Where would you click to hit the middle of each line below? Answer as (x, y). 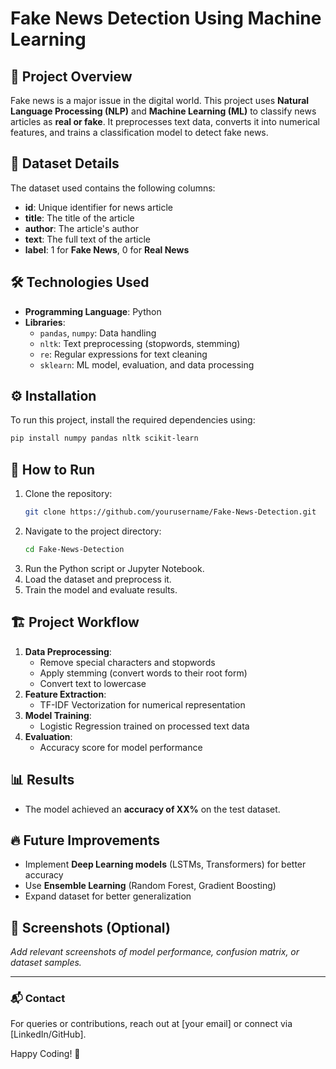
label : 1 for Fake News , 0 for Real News (107, 249)
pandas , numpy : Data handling (98, 333)
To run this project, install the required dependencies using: (133, 420)
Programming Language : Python (93, 311)
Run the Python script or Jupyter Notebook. (114, 568)
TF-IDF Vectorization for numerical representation (142, 704)
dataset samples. (46, 963)
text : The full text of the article (87, 239)
